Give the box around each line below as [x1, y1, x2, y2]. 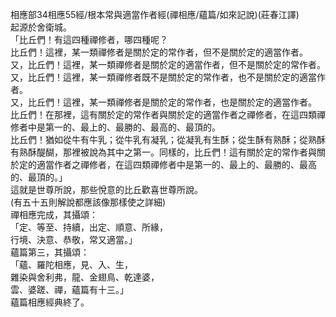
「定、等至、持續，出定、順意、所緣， [10, 221, 168, 233]
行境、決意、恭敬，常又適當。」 [10, 234, 138, 245]
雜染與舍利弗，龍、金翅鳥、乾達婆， [10, 271, 160, 283]
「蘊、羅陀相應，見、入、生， [10, 259, 133, 270]
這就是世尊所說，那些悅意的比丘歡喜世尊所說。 [10, 184, 203, 195]
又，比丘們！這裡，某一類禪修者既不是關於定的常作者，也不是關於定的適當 [10, 71, 317, 83]
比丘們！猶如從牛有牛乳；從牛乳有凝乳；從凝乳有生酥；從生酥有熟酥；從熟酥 [10, 134, 326, 145]
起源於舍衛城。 [10, 21, 72, 33]
